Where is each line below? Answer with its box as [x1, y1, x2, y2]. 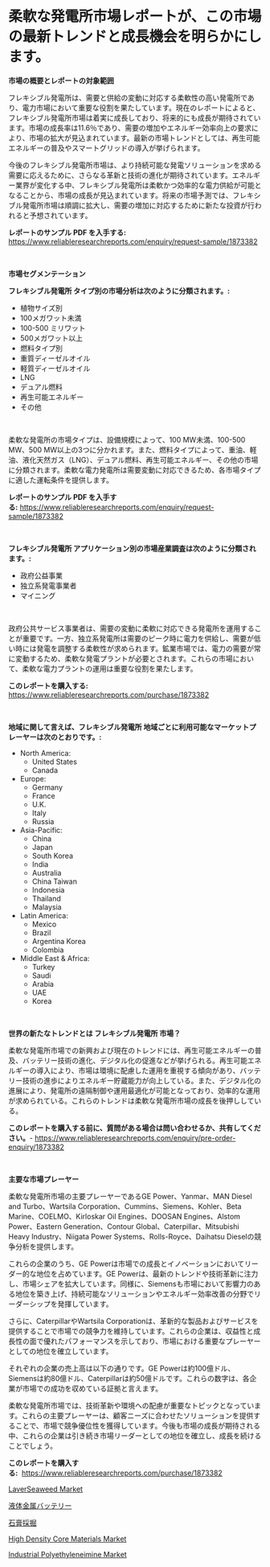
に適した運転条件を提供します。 [8, 475, 114, 485]
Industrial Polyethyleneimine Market [8, 1549, 127, 1559]
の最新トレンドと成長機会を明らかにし [8, 27, 263, 46]
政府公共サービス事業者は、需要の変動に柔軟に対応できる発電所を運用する [8, 623, 255, 633]
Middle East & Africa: [19, 953, 90, 963]
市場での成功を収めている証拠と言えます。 [22, 1383, 163, 1393]
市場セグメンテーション [8, 269, 86, 278]
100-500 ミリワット [19, 323, 86, 332]
